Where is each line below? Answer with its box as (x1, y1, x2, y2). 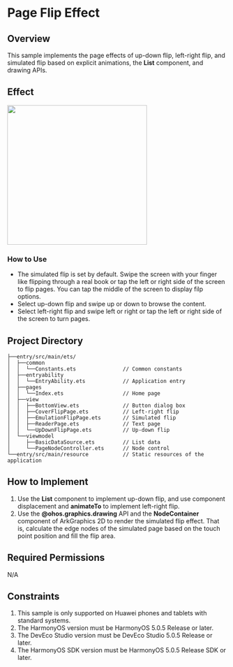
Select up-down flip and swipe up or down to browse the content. (17, 300, 207, 308)
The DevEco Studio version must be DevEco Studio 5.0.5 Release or (17, 631, 213, 640)
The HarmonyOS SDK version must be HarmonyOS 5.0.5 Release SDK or (17, 646, 227, 654)
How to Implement (7, 476, 89, 488)
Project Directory (7, 335, 84, 347)
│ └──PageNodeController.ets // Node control (7, 444, 170, 451)
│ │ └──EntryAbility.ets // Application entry (7, 377, 186, 384)
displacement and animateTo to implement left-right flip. (17, 502, 180, 510)
